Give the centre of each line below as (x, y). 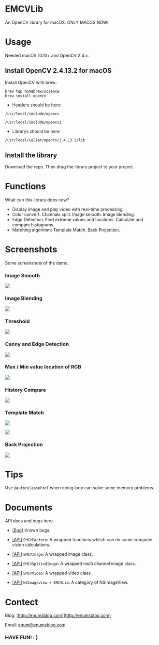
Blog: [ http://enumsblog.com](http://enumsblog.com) (58, 615)
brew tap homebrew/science (32, 91)
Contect (22, 602)
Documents (29, 507)
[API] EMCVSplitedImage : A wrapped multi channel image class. (74, 563)
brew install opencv (26, 96)
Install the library (31, 155)
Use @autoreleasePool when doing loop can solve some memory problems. (80, 488)
